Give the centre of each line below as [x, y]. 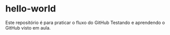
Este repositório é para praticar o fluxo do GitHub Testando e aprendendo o [85, 22]
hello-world [31, 9]
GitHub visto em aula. [28, 27]
